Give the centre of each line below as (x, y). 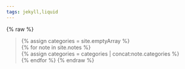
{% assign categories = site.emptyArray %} (76, 41)
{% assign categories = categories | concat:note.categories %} (100, 54)
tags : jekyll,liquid (32, 12)
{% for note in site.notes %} (56, 47)
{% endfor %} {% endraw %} (58, 60)
